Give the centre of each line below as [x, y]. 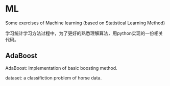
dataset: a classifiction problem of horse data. [54, 78]
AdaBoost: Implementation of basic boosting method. [61, 68]
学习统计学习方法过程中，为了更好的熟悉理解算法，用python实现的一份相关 [84, 33]
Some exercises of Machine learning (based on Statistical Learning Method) [85, 23]
